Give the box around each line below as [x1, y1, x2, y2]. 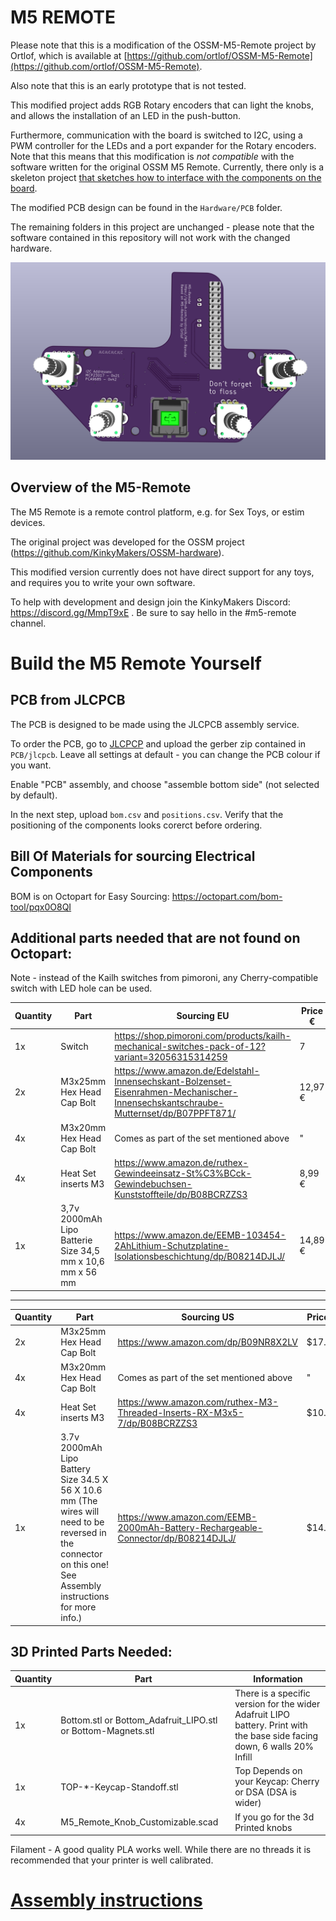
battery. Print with [234, 1719, 308, 1731]
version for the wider [234, 1698, 321, 1710]
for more [60, 1601, 97, 1613]
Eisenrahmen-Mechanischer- [114, 1086, 238, 1098]
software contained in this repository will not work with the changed [10, 231, 291, 243]
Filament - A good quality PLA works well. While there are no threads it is [10, 1844, 312, 1856]
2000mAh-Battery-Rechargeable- [117, 1521, 263, 1533]
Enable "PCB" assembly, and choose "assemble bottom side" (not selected [10, 778, 320, 790]
